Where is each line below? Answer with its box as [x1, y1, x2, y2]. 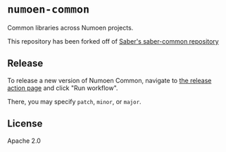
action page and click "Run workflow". [7, 84, 118, 92]
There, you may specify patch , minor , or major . [7, 97, 142, 106]
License [7, 118, 43, 129]
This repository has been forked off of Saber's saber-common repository [7, 37, 220, 45]
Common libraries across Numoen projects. [7, 23, 134, 32]
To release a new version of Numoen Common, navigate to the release [7, 76, 212, 84]
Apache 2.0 [7, 137, 41, 145]
